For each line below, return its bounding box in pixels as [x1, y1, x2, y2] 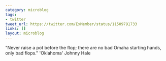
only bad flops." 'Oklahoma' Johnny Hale [5, 50, 91, 56]
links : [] [5, 26, 26, 31]
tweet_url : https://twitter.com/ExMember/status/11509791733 [5, 21, 138, 27]
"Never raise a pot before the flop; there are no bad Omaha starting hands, [5, 45, 161, 50]
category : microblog [5, 7, 49, 13]
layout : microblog [5, 31, 44, 36]
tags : [5, 12, 17, 17]
